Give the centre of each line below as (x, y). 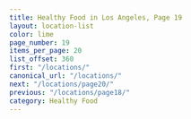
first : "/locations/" (50, 68)
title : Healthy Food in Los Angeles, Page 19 (95, 17)
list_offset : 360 (42, 59)
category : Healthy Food (54, 101)
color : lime (31, 34)
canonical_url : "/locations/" (66, 76)
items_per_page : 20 (46, 51)
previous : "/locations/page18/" (69, 92)
